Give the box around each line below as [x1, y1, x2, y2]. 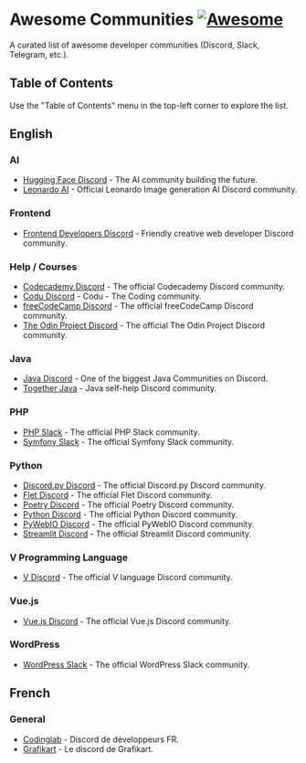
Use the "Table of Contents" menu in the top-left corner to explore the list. [9, 100, 290, 111]
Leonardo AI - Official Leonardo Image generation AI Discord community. [22, 184, 298, 196]
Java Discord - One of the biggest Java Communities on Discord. [22, 373, 269, 384]
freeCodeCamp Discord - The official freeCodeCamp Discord [22, 301, 254, 312]
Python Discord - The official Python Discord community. [22, 508, 238, 520]
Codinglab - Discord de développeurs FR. [22, 734, 180, 745]
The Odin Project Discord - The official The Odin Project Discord [22, 320, 265, 331]
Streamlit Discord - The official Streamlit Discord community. [22, 528, 252, 539]
